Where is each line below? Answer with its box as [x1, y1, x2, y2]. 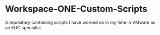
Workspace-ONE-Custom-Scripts [5, 3, 148, 15]
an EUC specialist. [5, 24, 43, 30]
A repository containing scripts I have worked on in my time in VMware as [5, 19, 156, 25]
